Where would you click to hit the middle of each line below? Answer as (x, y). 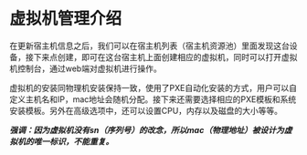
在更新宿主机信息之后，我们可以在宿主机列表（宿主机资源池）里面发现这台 (149, 46)
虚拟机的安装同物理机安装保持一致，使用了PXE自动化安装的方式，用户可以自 (153, 88)
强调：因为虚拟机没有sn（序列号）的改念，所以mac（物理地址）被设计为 (147, 129)
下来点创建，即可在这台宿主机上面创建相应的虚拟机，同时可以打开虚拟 (165, 57)
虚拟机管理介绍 (66, 19)
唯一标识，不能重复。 (74, 141)
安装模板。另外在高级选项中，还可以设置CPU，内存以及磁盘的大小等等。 (146, 110)
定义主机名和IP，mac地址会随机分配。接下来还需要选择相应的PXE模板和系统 (153, 99)
